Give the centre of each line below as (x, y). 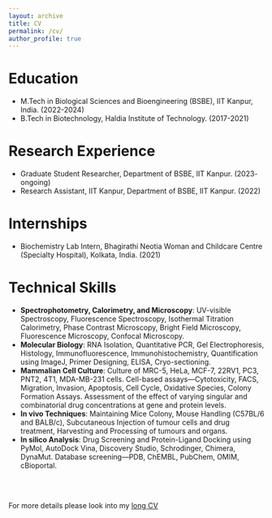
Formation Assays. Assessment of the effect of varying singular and (134, 396)
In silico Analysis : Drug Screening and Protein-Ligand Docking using (136, 440)
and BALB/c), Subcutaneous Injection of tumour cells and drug (125, 422)
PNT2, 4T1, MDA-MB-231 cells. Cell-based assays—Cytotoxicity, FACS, (139, 379)
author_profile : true (45, 39)
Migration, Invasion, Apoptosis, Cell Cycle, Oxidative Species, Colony (136, 388)
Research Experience (82, 151)
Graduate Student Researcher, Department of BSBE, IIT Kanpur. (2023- (139, 174)
